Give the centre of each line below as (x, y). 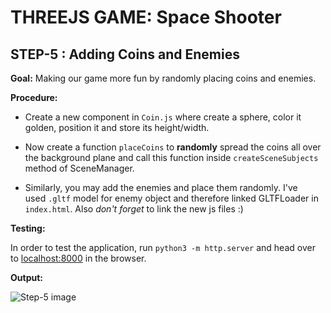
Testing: (28, 228)
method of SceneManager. (79, 168)
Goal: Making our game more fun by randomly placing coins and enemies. (163, 78)
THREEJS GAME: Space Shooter (146, 17)
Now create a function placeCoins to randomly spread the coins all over (173, 147)
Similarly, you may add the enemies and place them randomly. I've (161, 187)
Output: (26, 277)
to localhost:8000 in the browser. (78, 258)
